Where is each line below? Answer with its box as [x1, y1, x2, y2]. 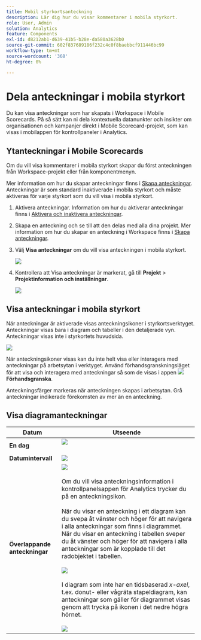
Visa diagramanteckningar [6, 410, 108, 420]
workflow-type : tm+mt [6, 48, 60, 54]
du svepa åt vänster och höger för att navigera [61, 514, 192, 523]
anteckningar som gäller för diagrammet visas [61, 595, 190, 604]
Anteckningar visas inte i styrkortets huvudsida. [6, 333, 124, 340]
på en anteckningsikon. [61, 492, 127, 500]
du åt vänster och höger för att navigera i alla [61, 537, 188, 545]
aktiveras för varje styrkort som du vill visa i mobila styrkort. [6, 193, 154, 200]
